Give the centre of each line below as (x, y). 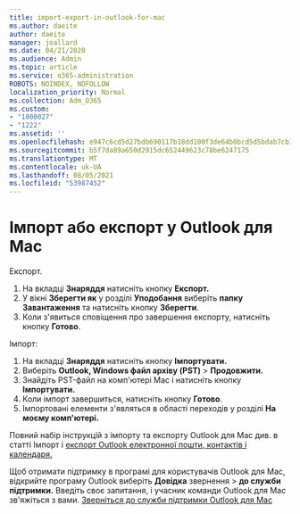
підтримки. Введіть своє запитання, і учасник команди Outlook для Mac (148, 491)
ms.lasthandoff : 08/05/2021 (62, 175)
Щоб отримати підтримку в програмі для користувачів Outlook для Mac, (147, 472)
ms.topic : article (43, 68)
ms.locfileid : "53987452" (57, 184)
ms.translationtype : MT (54, 158)
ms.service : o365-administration (71, 76)
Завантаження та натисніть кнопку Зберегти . (110, 308)
